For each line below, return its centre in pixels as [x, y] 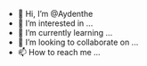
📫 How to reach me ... [59, 52]
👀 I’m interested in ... [55, 23]
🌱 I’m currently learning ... [65, 33]
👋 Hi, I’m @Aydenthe [55, 14]
